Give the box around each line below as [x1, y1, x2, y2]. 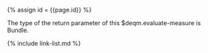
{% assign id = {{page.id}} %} [7, 6, 92, 14]
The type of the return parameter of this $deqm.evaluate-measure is [7, 19, 201, 26]
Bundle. [7, 26, 29, 34]
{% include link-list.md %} [7, 39, 81, 47]
